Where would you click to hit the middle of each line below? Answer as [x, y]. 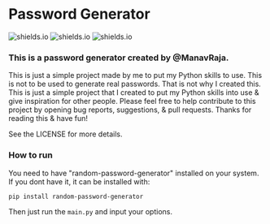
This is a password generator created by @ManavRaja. [119, 58]
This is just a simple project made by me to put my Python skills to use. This [135, 75]
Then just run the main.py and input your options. [91, 211]
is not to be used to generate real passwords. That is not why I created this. [135, 84]
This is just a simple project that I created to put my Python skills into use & [134, 93]
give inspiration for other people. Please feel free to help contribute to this [132, 101]
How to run [30, 155]
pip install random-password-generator [76, 196]
